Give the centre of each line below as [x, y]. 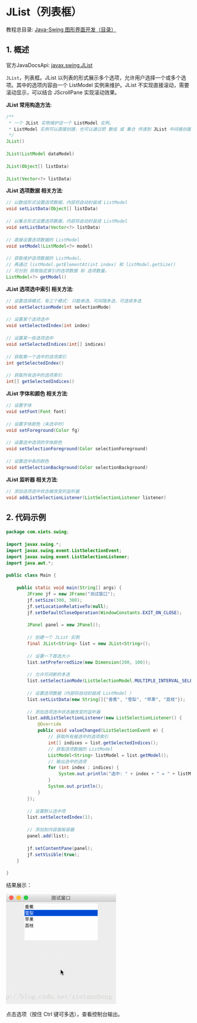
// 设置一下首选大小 [49, 656]
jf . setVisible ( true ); [54, 854]
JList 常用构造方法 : [29, 105]
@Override [49, 724]
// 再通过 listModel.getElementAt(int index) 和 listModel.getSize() [91, 265]
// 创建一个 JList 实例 [54, 638]
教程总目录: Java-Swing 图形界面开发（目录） [61, 29]
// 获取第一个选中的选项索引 [36, 356]
